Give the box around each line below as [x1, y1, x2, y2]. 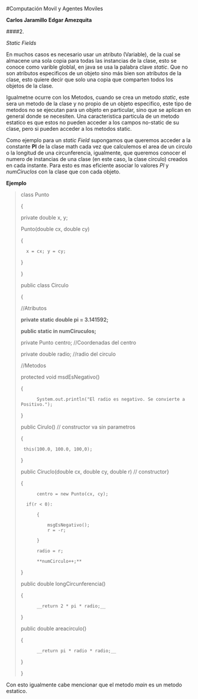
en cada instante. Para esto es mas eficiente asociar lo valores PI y [6, 162, 169, 169]
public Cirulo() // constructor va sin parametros [20, 423, 136, 430]
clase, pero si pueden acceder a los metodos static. [6, 125, 132, 132]
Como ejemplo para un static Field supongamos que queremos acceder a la [6, 137, 191, 144]
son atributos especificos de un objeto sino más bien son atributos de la [6, 70, 182, 76]
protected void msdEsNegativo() [20, 373, 100, 381]
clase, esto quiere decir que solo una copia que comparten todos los [6, 76, 173, 83]
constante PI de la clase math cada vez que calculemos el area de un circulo [6, 143, 193, 150]
